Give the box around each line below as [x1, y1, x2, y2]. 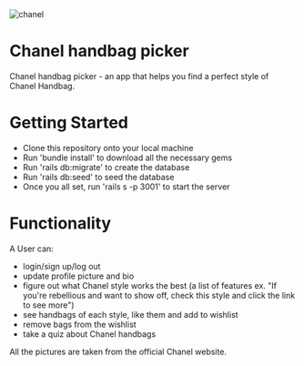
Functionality [9, 213, 112, 234]
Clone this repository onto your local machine [22, 142, 194, 153]
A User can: [9, 243, 55, 254]
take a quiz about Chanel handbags [22, 328, 157, 340]
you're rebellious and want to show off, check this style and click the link [22, 290, 296, 300]
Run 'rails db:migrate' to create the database [22, 161, 190, 172]
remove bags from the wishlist [22, 319, 137, 330]
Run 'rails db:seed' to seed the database [22, 171, 175, 182]
